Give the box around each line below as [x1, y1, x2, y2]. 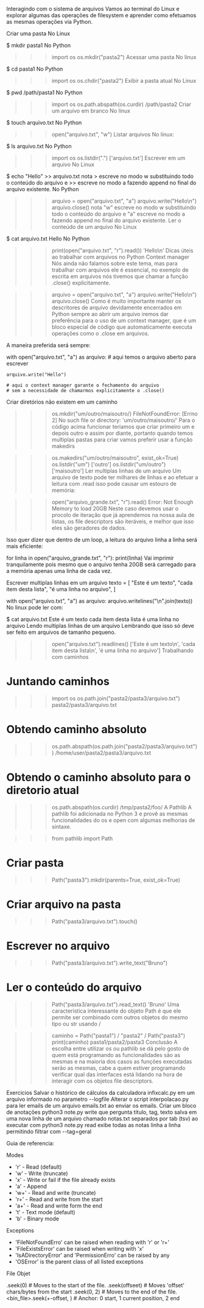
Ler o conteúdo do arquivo [6, 980, 142, 994]
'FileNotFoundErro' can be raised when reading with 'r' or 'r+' [15, 1239, 169, 1246]
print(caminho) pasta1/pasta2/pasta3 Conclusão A [51, 1038, 178, 1046]
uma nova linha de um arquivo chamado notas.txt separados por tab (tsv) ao [6, 1114, 199, 1122]
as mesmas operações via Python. [6, 18, 93, 25]
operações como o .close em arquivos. [51, 330, 150, 337]
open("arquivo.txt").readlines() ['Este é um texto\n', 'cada [51, 641, 196, 647]
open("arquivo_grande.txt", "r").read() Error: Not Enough [51, 499, 194, 505]
